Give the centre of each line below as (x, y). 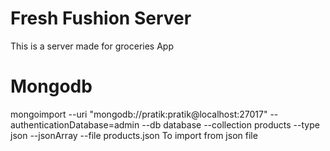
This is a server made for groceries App (92, 46)
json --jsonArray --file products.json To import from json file (134, 135)
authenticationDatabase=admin (75, 124)
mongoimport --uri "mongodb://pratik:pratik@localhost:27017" (139, 114)
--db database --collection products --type (230, 124)
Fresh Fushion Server (101, 18)
